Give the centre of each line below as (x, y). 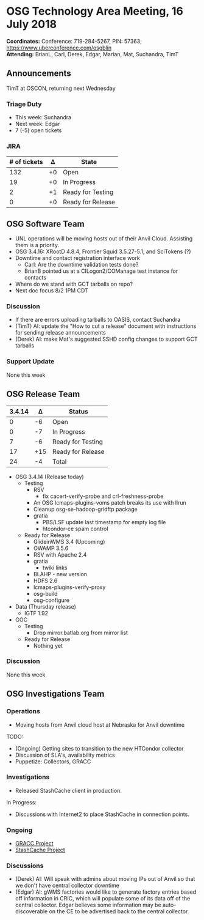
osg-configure (51, 600)
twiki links (55, 568)
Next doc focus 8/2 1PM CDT (51, 291)
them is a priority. (37, 245)
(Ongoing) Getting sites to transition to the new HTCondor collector (99, 748)
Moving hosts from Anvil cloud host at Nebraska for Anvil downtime (100, 725)
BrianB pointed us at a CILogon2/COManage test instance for (101, 271)
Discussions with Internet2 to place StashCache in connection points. (102, 814)
